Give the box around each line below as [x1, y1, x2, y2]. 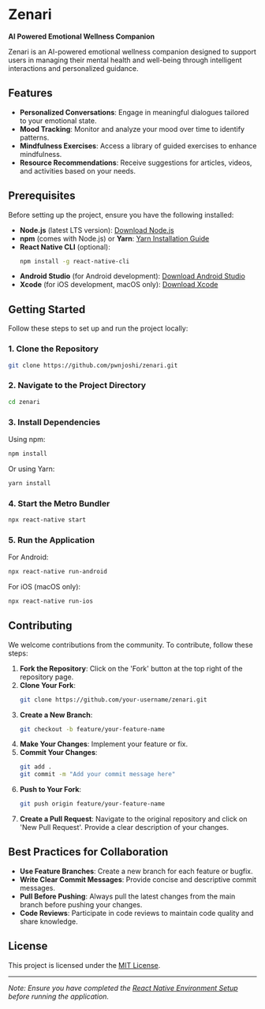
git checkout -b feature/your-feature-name [19, 725, 166, 733]
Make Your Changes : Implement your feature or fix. [19, 739, 188, 749]
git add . [19, 763, 53, 771]
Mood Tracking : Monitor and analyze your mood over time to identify [19, 124, 245, 133]
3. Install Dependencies [8, 417, 101, 428]
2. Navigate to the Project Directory [8, 380, 147, 391]
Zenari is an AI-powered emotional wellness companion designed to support [8, 47, 256, 56]
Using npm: [8, 434, 46, 443]
